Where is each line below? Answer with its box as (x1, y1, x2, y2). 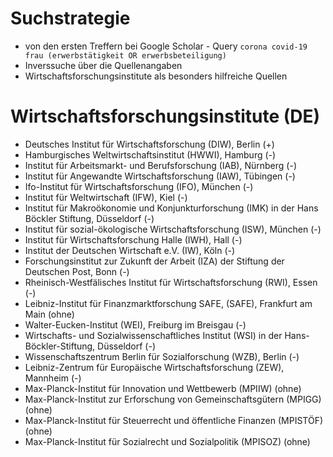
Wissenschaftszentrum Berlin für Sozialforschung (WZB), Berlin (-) (24, 350, 300, 362)
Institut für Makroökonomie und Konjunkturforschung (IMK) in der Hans (24, 202, 319, 214)
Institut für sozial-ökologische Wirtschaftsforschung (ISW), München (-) (24, 223, 322, 235)
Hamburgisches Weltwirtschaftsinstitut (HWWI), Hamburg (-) (24, 148, 277, 161)
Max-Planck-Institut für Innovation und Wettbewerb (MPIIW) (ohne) (24, 382, 302, 394)
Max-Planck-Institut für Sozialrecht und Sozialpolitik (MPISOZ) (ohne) (24, 435, 311, 447)
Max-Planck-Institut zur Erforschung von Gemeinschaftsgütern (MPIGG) (24, 393, 322, 405)
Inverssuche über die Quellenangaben (24, 59, 183, 71)
